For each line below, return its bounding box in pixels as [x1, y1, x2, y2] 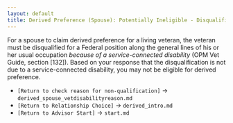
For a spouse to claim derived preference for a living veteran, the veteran [7, 35, 216, 44]
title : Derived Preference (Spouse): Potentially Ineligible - [7, 17, 194, 24]
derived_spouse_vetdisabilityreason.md [17, 95, 133, 101]
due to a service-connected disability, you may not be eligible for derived [7, 65, 216, 74]
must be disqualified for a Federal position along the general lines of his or [7, 43, 220, 51]
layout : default [7, 10, 54, 17]
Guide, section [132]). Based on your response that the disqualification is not [7, 58, 226, 66]
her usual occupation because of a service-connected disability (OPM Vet [7, 50, 220, 59]
